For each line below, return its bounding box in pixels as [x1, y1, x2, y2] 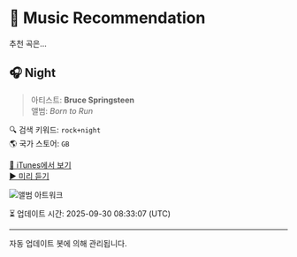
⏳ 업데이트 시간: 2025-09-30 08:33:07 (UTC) [9, 208, 171, 219]
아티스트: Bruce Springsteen [30, 94, 135, 105]
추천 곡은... [9, 38, 47, 49]
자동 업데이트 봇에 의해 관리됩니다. [9, 238, 127, 248]
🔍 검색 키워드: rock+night [9, 124, 102, 135]
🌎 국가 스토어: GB [9, 138, 70, 148]
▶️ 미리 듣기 [9, 170, 50, 181]
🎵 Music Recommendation [9, 8, 206, 28]
